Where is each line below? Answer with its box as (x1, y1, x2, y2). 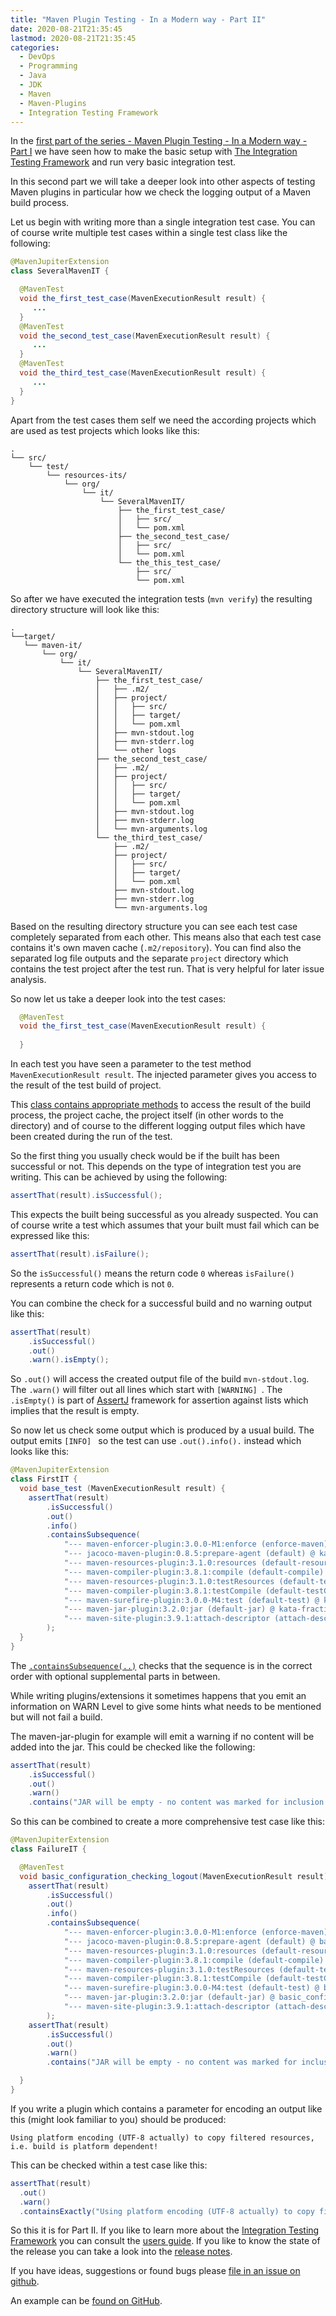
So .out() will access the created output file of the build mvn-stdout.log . (10, 1373, 310, 1385)
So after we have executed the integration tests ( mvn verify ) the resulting (10, 592, 313, 605)
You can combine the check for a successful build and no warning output (10, 1297, 313, 1309)
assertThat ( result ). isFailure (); (10, 1249, 150, 1259)
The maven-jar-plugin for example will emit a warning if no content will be (10, 1730, 315, 1742)
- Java (19, 71, 47, 81)
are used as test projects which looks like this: (10, 424, 200, 436)
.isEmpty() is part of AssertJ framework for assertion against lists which (10, 1394, 309, 1406)
